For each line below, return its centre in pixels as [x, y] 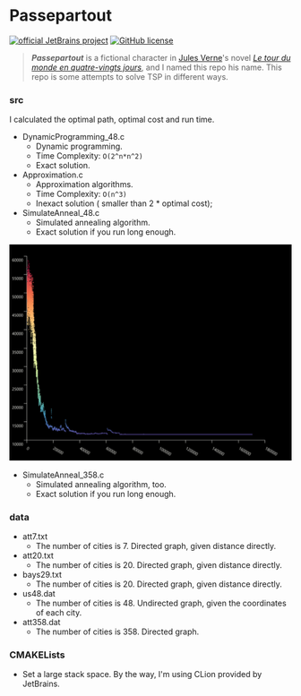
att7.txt [35, 536]
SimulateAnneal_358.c [63, 475]
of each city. [59, 612]
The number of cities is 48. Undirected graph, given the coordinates [161, 603]
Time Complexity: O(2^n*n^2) [89, 156]
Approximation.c [52, 175]
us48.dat [39, 593]
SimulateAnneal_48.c [61, 213]
